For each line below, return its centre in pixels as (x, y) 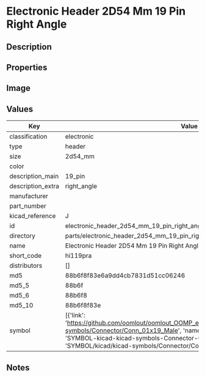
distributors (26, 266)
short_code (26, 256)
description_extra (34, 186)
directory (22, 236)
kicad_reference (33, 216)
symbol (20, 331)
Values (20, 109)
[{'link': (75, 315)
